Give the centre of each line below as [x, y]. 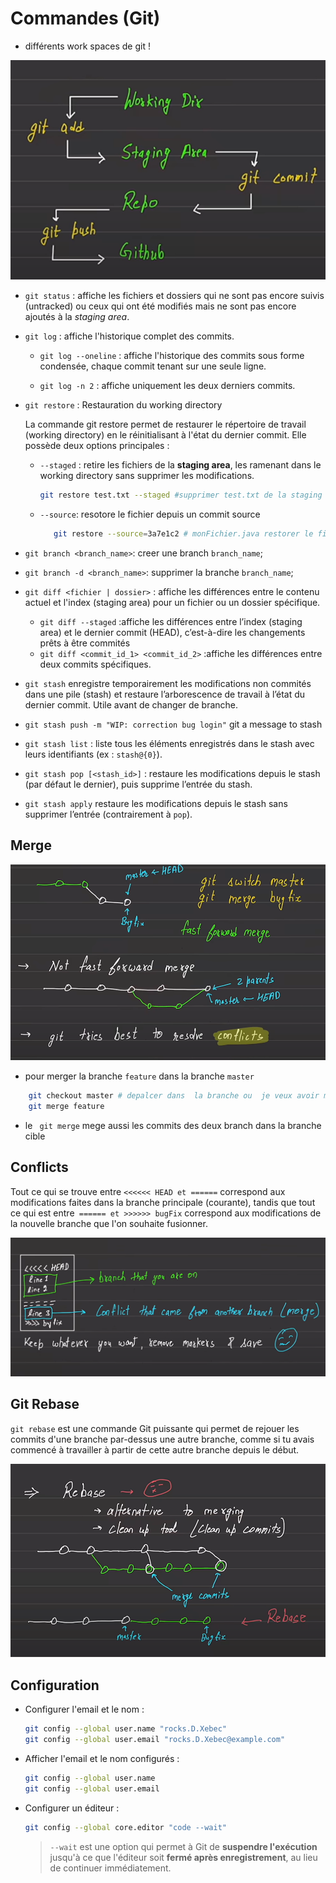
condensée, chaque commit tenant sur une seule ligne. [153, 366]
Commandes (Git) [85, 18]
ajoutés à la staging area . [77, 317]
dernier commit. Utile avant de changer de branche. [131, 705]
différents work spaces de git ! [87, 46]
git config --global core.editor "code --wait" [125, 1827]
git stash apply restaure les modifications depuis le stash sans [156, 804]
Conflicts [39, 1167]
